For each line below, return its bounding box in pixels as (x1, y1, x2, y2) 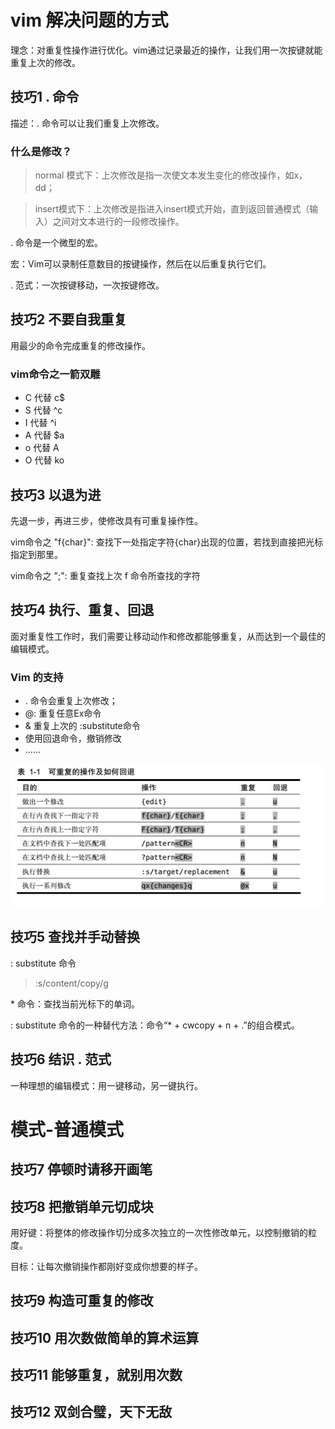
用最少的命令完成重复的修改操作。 (10, 339, 151, 351)
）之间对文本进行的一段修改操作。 (43, 216, 185, 228)
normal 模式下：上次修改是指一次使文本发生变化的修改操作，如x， (34, 169, 308, 181)
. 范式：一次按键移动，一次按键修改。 (10, 279, 165, 291)
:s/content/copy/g (34, 977, 109, 989)
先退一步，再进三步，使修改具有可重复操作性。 (10, 514, 203, 526)
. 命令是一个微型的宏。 (10, 237, 103, 249)
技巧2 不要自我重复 (10, 311, 128, 328)
